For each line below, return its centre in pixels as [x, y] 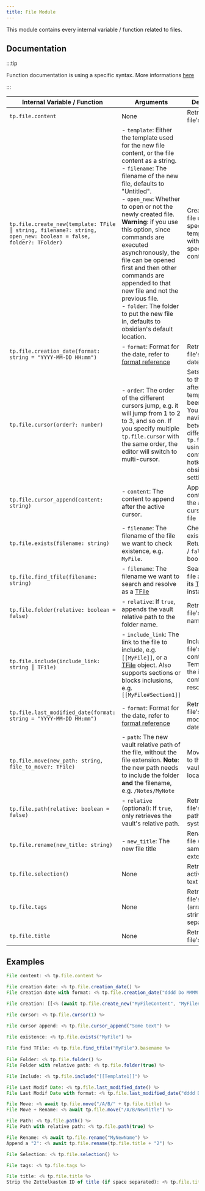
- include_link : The [150, 634]
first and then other [149, 268]
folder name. [140, 625]
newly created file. [148, 214]
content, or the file [148, 153]
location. [134, 337]
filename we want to [151, 576]
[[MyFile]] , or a [145, 658]
